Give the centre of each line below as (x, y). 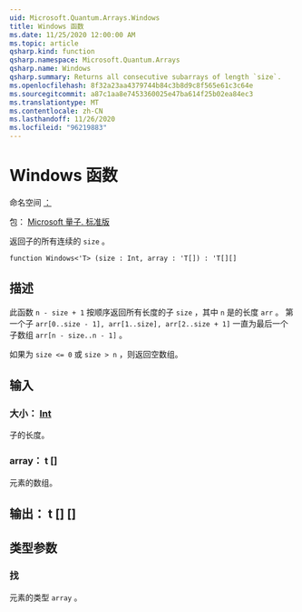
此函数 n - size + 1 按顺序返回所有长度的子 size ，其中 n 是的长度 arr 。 (146, 312)
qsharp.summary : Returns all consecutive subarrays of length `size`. (146, 77)
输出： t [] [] (43, 514)
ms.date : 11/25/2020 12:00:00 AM (73, 35)
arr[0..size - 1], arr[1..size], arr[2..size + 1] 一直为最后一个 (161, 323)
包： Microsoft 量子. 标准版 (60, 221)
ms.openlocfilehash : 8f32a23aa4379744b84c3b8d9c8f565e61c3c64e (132, 85)
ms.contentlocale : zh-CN (56, 111)
